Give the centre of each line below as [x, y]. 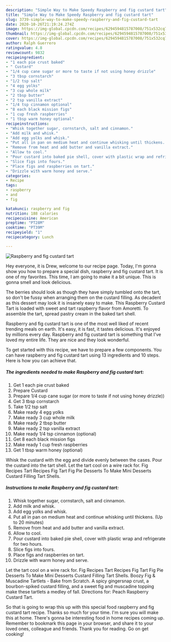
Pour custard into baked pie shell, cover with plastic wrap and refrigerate [89, 539]
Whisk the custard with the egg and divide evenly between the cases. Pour [84, 460]
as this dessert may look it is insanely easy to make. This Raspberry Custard [85, 303]
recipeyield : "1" [24, 232]
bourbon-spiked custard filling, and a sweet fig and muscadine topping [80, 586]
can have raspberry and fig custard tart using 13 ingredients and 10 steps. [83, 355]
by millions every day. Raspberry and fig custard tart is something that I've [83, 334]
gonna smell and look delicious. [39, 282]
